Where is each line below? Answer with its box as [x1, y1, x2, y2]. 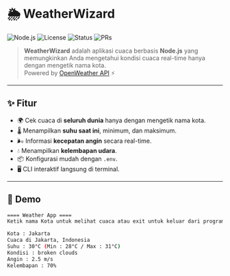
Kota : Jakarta [7, 230, 51, 237]
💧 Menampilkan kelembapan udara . [16, 146, 118, 154]
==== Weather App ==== [7, 212, 72, 219]
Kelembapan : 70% [7, 262, 57, 269]
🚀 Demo [7, 193, 41, 206]
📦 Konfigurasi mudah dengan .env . [16, 154, 118, 163]
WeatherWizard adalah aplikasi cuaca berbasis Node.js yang [23, 46, 199, 55]
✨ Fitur [7, 98, 38, 109]
